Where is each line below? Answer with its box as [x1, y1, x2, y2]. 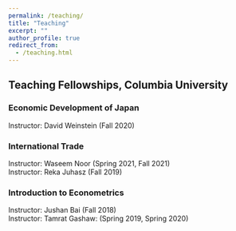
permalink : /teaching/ [8, 11, 84, 20]
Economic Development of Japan [8, 102, 140, 114]
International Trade [8, 141, 85, 152]
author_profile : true [8, 34, 81, 42]
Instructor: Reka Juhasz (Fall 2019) [8, 167, 123, 177]
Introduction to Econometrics [8, 187, 124, 198]
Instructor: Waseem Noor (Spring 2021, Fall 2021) [8, 158, 171, 168]
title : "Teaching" [8, 19, 69, 27]
